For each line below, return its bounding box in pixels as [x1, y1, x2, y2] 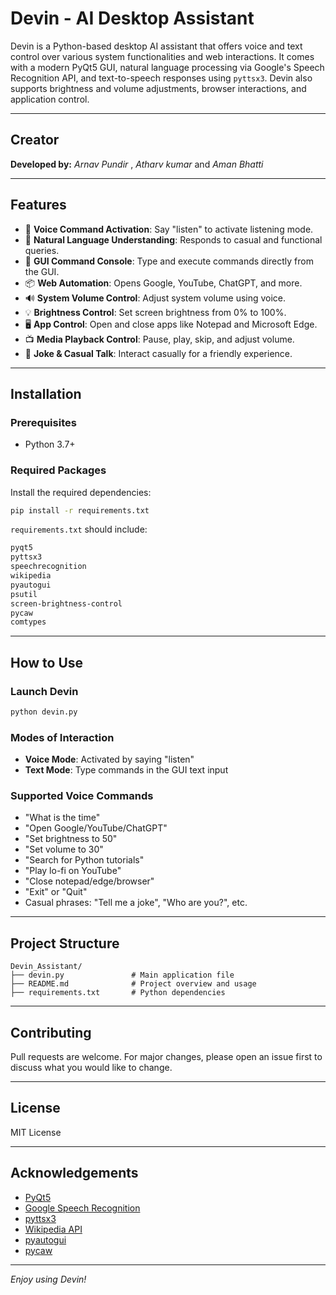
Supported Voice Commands [10, 789, 154, 803]
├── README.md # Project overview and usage [10, 979, 257, 989]
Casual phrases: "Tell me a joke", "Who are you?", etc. [24, 897, 248, 909]
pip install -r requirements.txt [10, 505, 150, 516]
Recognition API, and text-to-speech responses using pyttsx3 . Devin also [10, 72, 313, 84]
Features [10, 197, 67, 214]
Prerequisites [10, 415, 77, 429]
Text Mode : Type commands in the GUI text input [24, 764, 229, 776]
